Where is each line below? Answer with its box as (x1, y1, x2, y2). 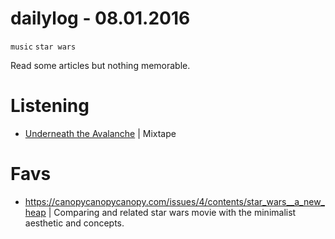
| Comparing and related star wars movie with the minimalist (48, 206, 297, 218)
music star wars (10, 42, 77, 52)
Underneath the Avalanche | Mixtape (24, 127, 177, 139)
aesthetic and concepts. (24, 217, 125, 229)
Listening (10, 95, 90, 117)
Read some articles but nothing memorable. (10, 59, 191, 71)
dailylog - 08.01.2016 (10, 7, 191, 30)
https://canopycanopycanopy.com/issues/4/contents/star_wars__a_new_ (24, 195, 325, 207)
